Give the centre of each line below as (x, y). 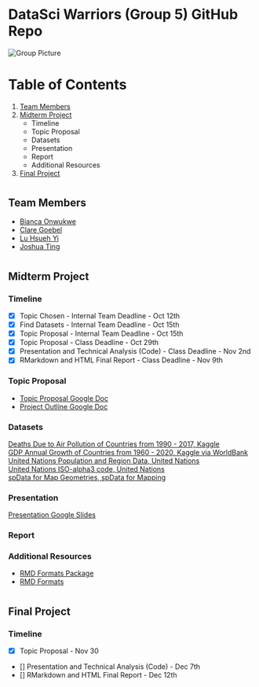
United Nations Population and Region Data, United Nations (104, 461)
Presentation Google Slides (52, 515)
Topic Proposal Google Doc (64, 398)
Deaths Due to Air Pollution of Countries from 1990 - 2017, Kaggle (114, 444)
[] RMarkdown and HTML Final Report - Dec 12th (98, 675)
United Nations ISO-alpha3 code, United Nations (86, 468)
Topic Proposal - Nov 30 (59, 651)
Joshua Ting (40, 247)
